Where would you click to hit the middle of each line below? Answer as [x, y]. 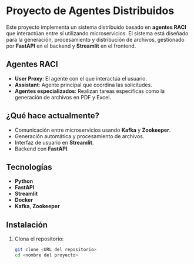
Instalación [27, 225]
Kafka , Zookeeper [37, 206]
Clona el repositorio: [39, 239]
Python [24, 181]
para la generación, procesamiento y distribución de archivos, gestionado [96, 39]
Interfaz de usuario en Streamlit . [54, 142]
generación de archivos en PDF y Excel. [63, 97]
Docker [24, 200]
